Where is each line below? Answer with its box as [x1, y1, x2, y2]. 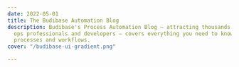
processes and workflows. [14, 37, 91, 44]
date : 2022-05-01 [7, 10, 59, 18]
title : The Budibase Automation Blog [7, 17, 119, 24]
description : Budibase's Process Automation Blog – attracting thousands [7, 23, 231, 30]
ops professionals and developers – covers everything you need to [14, 30, 218, 37]
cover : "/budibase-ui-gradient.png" [7, 43, 116, 50]
